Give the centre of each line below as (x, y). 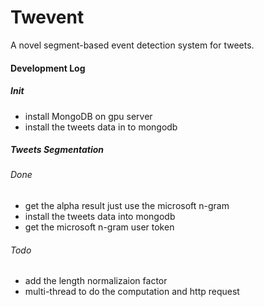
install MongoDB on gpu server (88, 116)
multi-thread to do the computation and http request (132, 292)
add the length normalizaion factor (96, 281)
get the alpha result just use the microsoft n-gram (127, 206)
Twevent (47, 17)
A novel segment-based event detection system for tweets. (132, 45)
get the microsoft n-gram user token (99, 227)
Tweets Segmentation (57, 150)
